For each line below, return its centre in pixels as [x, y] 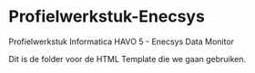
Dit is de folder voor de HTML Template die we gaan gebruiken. [127, 59]
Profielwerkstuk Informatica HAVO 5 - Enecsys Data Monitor [121, 41]
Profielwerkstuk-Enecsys [107, 17]
